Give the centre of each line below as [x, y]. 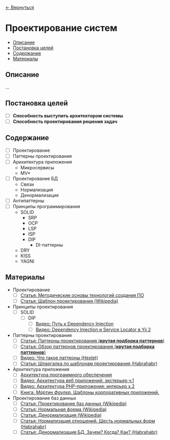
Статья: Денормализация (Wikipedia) [61, 415]
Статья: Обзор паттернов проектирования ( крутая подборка [87, 347]
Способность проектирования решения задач [65, 121]
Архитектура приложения [41, 369]
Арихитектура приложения [42, 162]
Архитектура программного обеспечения [66, 375]
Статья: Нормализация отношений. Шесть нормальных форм [88, 421]
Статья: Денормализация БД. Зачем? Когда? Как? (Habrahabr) [89, 432]
